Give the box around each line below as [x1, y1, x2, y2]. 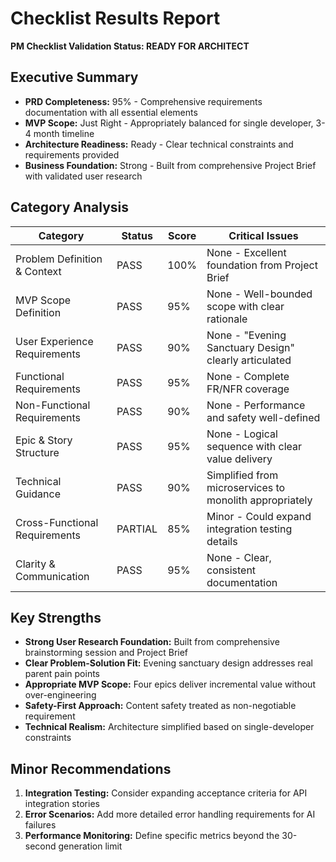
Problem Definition [15, 252, 103, 266]
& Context [15, 264, 62, 278]
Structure [15, 445, 60, 459]
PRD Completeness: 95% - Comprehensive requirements [24, 95, 263, 107]
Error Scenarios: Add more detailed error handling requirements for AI [24, 808, 316, 821]
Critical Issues [228, 228, 299, 242]
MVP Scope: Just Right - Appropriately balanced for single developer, [24, 117, 314, 129]
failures [24, 819, 57, 831]
